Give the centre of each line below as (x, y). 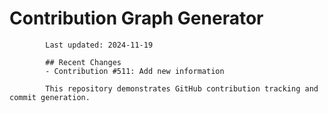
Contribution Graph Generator (136, 18)
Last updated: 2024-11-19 (99, 45)
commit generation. (50, 97)
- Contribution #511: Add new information (135, 71)
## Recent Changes (83, 62)
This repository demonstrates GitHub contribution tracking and (182, 88)
